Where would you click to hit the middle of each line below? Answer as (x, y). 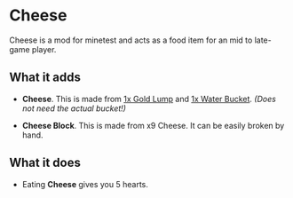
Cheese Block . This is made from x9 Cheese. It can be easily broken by (153, 125)
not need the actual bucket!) (74, 108)
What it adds (45, 78)
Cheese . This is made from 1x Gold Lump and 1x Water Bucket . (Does (149, 99)
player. (44, 49)
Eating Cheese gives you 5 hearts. (85, 184)
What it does (45, 163)
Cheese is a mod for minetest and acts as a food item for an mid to (131, 40)
